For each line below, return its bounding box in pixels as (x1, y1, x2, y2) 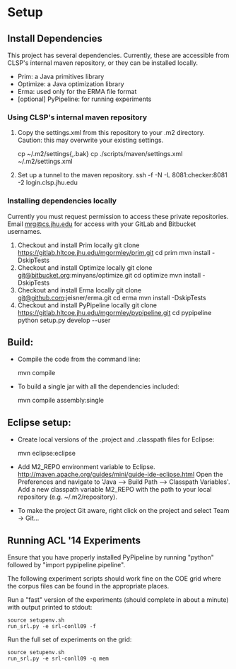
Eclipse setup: (7, 416, 72, 428)
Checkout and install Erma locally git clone (17, 285, 142, 294)
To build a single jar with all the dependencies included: (17, 382, 180, 391)
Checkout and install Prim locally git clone (17, 241, 140, 249)
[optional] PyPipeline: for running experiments (17, 95, 152, 103)
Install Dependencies (7, 32, 102, 45)
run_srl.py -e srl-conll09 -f (7, 623, 97, 630)
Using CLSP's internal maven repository (7, 112, 148, 122)
